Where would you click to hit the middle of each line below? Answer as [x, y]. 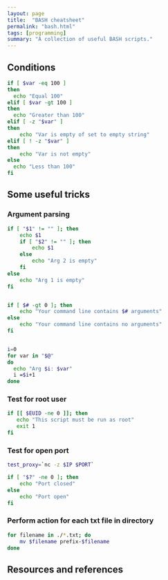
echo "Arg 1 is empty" [52, 280]
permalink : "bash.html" [41, 26]
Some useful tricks [49, 195]
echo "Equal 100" [38, 96]
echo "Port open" [45, 496]
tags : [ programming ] [37, 33]
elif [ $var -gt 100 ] [40, 102]
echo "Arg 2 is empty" [65, 261]
